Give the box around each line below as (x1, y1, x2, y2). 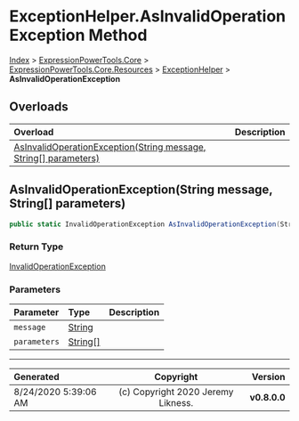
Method (88, 25, 148, 45)
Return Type (9, 240, 64, 253)
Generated (13, 371, 60, 384)
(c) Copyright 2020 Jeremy (118, 385, 234, 398)
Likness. (158, 397, 194, 409)
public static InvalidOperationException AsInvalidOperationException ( (9, 220, 280, 229)
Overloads (9, 100, 69, 115)
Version (251, 371, 286, 384)
